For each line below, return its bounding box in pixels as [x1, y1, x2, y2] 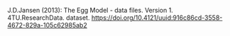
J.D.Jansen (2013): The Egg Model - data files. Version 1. [7, 6, 174, 14]
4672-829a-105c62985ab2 [7, 21, 87, 29]
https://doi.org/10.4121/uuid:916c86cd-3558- [91, 13, 223, 22]
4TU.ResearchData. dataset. [7, 13, 90, 22]
